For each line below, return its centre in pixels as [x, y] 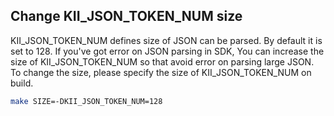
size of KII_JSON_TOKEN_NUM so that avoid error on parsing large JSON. [162, 61]
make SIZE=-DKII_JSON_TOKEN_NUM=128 [86, 101]
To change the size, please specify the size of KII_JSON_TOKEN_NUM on [161, 72]
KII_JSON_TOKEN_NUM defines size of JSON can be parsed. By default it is [166, 40]
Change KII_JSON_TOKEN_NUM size [126, 16]
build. [22, 83]
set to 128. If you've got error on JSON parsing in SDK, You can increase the [167, 51]
